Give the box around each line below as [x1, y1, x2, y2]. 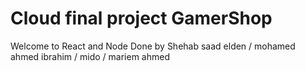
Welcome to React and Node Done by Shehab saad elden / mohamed [10, 40, 296, 52]
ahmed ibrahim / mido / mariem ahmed [10, 50, 170, 62]
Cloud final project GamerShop [10, 7, 273, 30]
